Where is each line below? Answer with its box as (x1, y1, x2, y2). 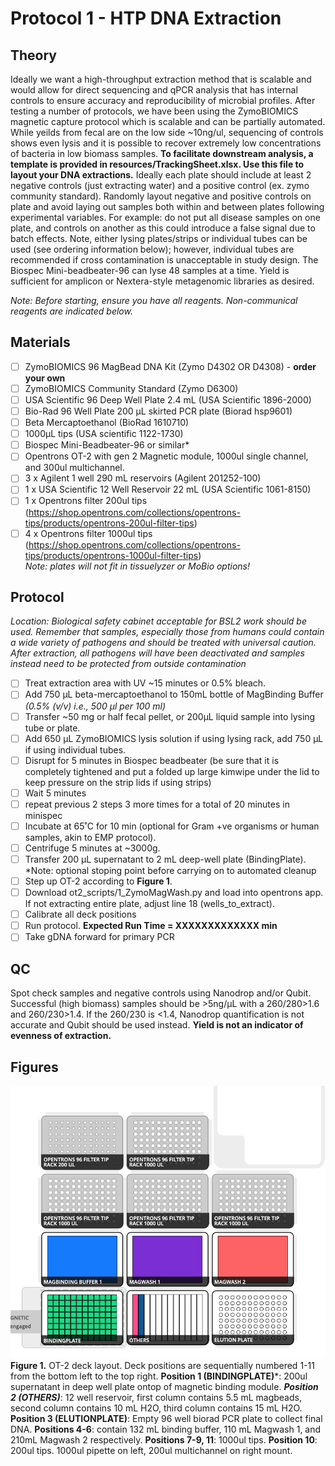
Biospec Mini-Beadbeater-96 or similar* (24, 439, 190, 451)
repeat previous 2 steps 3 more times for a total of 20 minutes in (24, 798, 290, 810)
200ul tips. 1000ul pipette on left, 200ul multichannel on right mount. (10, 1444, 293, 1456)
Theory (10, 47, 58, 64)
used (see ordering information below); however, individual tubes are (10, 243, 295, 255)
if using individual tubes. (24, 743, 127, 756)
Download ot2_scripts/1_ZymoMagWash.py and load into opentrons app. (24, 887, 324, 899)
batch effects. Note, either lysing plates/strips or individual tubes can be (10, 233, 308, 244)
